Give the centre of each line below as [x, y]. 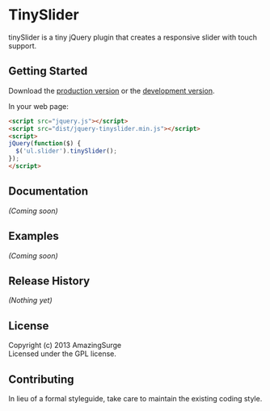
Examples [34, 236]
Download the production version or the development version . [112, 90]
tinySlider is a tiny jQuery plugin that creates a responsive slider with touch [133, 37]
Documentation [49, 191]
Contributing [41, 379]
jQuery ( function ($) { [45, 144]
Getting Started [48, 71]
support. [23, 45]
